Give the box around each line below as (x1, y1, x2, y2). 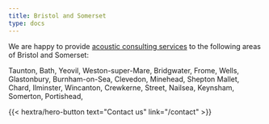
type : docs (8, 19, 45, 27)
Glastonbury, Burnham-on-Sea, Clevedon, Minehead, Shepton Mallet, (8, 74, 240, 84)
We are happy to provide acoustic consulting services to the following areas (8, 41, 261, 51)
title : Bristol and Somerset (8, 11, 107, 20)
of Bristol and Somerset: (8, 50, 89, 60)
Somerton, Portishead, (8, 91, 83, 101)
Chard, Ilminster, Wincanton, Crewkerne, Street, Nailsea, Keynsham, (8, 82, 235, 93)
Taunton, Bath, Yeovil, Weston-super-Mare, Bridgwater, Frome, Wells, (8, 65, 240, 75)
